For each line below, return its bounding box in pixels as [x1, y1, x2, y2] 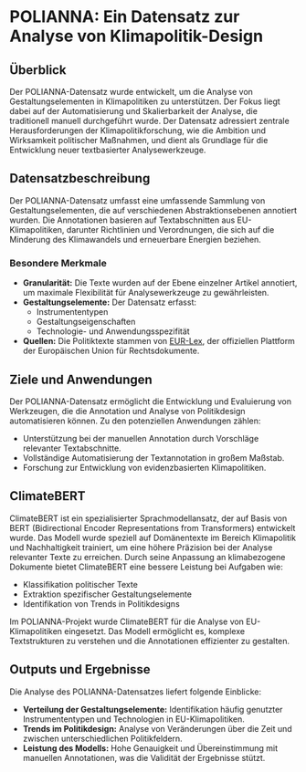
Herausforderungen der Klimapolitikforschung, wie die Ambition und [9, 125, 267, 136]
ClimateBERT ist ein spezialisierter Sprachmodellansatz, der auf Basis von [9, 513, 288, 524]
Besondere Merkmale [9, 256, 107, 269]
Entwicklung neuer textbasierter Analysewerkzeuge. [9, 144, 206, 155]
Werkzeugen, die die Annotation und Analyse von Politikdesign [9, 405, 246, 416]
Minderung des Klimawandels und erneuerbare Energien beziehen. [9, 234, 262, 245]
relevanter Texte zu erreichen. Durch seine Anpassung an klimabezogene [9, 551, 286, 562]
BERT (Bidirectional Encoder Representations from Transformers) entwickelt [9, 522, 296, 533]
